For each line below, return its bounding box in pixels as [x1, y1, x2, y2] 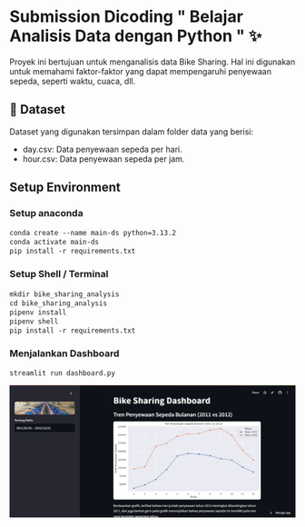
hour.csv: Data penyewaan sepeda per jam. [22, 153, 185, 164]
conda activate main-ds [9, 238, 100, 247]
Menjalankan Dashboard [9, 347, 120, 360]
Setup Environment [9, 180, 121, 195]
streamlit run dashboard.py [9, 369, 116, 378]
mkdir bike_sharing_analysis [9, 289, 120, 299]
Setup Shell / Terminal [9, 268, 109, 281]
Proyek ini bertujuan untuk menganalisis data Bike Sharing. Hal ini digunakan [9, 56, 296, 67]
